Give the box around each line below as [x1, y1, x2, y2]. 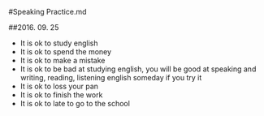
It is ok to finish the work [19, 90, 103, 100]
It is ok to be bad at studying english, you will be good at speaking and [19, 64, 257, 74]
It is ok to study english [19, 38, 98, 48]
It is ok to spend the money [19, 47, 112, 56]
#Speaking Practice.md [8, 7, 87, 16]
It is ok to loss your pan [19, 81, 99, 91]
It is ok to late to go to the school [19, 99, 130, 108]
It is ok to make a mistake [19, 56, 106, 65]
